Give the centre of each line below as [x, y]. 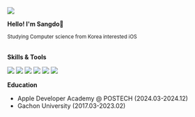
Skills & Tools [27, 57]
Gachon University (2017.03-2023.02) [71, 106]
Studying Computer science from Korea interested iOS [72, 37]
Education [22, 85]
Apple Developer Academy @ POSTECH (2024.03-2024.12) [102, 98]
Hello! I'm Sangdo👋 [36, 24]
